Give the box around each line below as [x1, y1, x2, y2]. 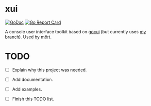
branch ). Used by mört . [5, 34, 52, 40]
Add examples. [12, 86, 42, 92]
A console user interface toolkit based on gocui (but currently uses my [5, 29, 146, 34]
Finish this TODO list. [12, 96, 54, 102]
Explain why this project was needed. [12, 67, 87, 73]
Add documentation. [12, 76, 53, 82]
